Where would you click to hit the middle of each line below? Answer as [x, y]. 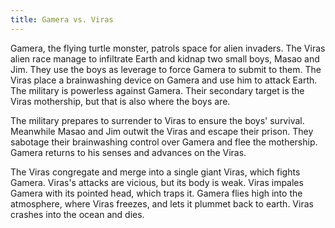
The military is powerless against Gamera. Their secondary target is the [157, 90]
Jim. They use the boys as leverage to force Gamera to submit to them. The [166, 69]
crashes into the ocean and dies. [77, 214]
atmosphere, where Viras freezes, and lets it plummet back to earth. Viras [162, 203]
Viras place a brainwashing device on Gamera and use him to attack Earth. [164, 80]
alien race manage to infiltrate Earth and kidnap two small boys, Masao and [165, 58]
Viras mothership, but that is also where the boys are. [120, 101]
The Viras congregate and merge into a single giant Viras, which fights [155, 172]
